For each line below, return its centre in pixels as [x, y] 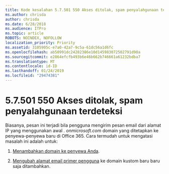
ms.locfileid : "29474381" [32, 76]
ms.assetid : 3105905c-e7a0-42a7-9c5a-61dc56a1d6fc [59, 47]
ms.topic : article [24, 33]
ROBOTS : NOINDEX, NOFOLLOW [33, 38]
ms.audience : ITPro [26, 29]
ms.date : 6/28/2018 [26, 24]
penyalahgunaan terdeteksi [64, 111]
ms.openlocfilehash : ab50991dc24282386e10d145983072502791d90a [73, 52]
